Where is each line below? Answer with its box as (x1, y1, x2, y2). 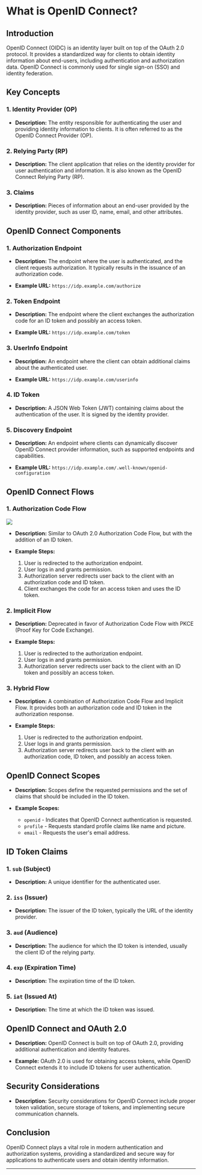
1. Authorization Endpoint (6, 244, 82, 252)
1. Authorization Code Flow (6, 505, 87, 513)
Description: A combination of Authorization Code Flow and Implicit (14, 697, 183, 705)
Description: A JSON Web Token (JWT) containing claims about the (14, 404, 185, 411)
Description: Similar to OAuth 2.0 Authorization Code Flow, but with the (14, 529, 192, 537)
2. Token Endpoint (6, 297, 61, 305)
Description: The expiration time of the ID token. (14, 977, 136, 984)
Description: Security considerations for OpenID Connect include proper (14, 1097, 196, 1105)
